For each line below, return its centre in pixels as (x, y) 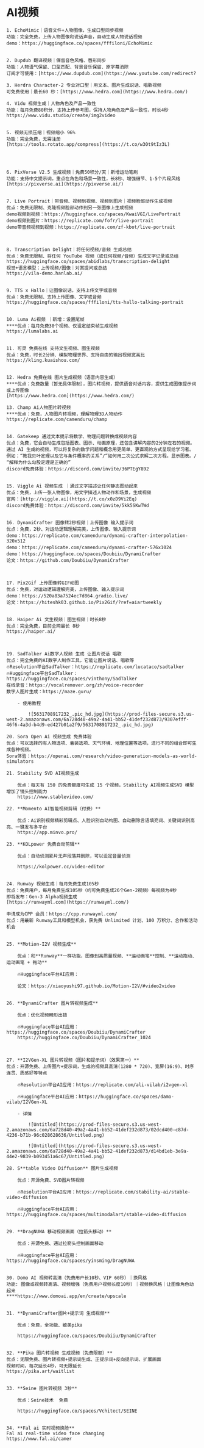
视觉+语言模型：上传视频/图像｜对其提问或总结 (57, 268)
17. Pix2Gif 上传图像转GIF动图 (43, 583)
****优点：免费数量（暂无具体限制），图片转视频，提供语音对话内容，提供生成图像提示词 (101, 384)
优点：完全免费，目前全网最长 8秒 (43, 626)
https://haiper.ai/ (31, 631)
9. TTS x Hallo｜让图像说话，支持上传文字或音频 (62, 290)
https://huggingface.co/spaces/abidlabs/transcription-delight (88, 261)
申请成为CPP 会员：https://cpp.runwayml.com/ (62, 914)
